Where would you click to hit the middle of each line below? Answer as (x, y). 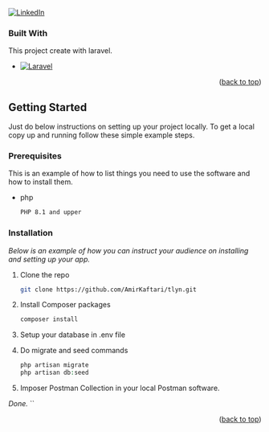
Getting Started (48, 107)
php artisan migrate (54, 365)
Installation (31, 233)
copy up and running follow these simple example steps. (102, 135)
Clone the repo (45, 274)
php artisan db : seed (54, 373)
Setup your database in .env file (73, 335)
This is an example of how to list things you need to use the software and (129, 174)
